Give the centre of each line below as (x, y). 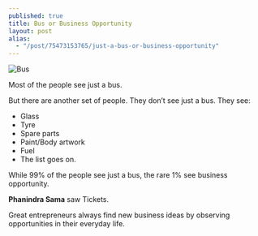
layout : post (30, 31)
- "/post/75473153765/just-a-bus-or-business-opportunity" (118, 46)
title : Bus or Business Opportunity (70, 24)
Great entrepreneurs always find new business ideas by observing (119, 215)
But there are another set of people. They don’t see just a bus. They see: (130, 101)
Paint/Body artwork (52, 142)
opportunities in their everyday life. (67, 224)
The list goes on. (48, 160)
